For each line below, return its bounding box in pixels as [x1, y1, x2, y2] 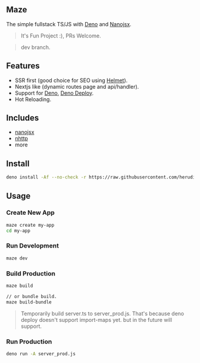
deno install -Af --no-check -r [6, 174, 86, 180]
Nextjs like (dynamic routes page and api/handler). [14, 83, 139, 90]
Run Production [6, 337, 52, 346]
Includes [6, 113, 39, 123]
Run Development [6, 242, 60, 250]
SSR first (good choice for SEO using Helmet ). [14, 77, 128, 84]
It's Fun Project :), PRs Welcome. [20, 32, 101, 39]
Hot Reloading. [14, 95, 52, 103]
